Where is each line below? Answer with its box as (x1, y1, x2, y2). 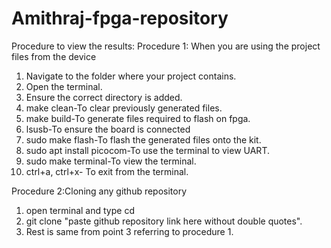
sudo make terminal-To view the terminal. (25, 155, 197, 167)
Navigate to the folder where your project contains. (25, 70, 237, 82)
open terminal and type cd (25, 204, 135, 216)
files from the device (11, 50, 97, 62)
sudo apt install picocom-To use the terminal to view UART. (25, 144, 270, 156)
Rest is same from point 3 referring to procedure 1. (25, 225, 234, 237)
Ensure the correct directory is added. (25, 91, 183, 103)
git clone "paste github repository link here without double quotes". (25, 215, 303, 227)
